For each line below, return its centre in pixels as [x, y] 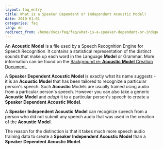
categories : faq [21, 23]
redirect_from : [20, 32]
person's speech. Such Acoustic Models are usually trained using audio [77, 86]
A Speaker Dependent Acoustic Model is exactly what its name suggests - [81, 76]
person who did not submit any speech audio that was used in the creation [80, 117]
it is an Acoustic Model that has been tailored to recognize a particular [76, 81]
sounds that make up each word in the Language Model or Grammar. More [80, 56]
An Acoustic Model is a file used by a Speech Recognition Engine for [74, 46]
